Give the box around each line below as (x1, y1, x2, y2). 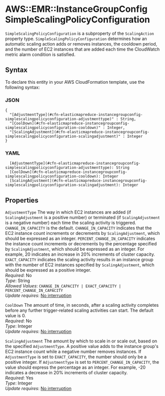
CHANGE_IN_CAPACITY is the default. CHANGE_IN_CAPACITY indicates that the (5, 225, 152, 231)
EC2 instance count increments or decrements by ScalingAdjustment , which (5, 230, 160, 236)
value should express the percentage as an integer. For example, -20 (5, 364, 146, 370)
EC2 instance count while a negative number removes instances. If (5, 348, 142, 355)
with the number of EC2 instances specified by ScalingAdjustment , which (5, 262, 155, 268)
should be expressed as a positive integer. (5, 267, 92, 273)
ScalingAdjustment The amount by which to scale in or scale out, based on (5, 338, 158, 344)
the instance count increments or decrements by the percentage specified (5, 241, 157, 247)
